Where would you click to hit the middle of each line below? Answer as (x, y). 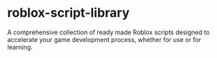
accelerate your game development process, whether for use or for (104, 39)
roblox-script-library (69, 13)
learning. (20, 47)
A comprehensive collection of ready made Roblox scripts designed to (108, 32)
